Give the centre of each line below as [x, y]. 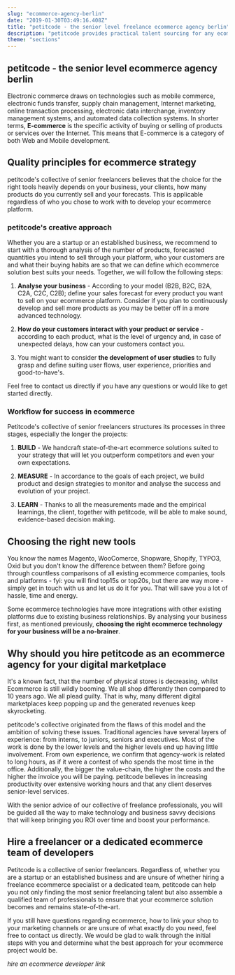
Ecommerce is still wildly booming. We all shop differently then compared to [116, 688]
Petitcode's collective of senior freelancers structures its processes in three [116, 427]
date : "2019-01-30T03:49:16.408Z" [58, 20]
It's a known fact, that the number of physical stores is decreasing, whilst [113, 681]
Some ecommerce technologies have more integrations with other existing [114, 609]
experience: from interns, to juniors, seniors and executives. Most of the [111, 739]
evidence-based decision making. [66, 519]
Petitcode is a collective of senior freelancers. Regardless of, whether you [114, 869]
